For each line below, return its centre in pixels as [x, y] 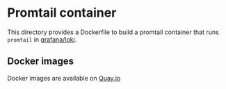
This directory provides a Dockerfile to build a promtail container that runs [113, 32]
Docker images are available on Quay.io [64, 78]
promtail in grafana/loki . [42, 39]
